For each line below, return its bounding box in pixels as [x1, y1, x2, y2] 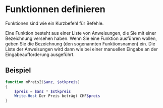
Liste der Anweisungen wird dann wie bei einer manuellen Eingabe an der [5, 46, 158, 52]
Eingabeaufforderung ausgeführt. [5, 51, 75, 58]
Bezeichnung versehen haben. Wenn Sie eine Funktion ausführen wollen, [5, 35, 157, 41]
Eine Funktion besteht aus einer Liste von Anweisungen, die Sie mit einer [5, 30, 156, 36]
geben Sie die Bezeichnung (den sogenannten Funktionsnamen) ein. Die [5, 40, 155, 46]
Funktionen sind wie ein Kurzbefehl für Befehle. [5, 20, 104, 26]
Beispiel [5, 66, 31, 75]
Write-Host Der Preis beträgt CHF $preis [14, 93, 100, 99]
